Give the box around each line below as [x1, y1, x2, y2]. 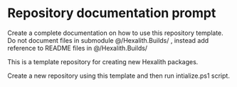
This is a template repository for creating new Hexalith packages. [7, 57, 199, 66]
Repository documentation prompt [7, 5, 216, 21]
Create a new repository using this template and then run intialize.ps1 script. [7, 71, 230, 80]
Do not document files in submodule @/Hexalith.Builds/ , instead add [7, 36, 209, 44]
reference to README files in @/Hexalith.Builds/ [7, 43, 148, 52]
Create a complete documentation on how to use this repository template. [7, 29, 224, 37]
